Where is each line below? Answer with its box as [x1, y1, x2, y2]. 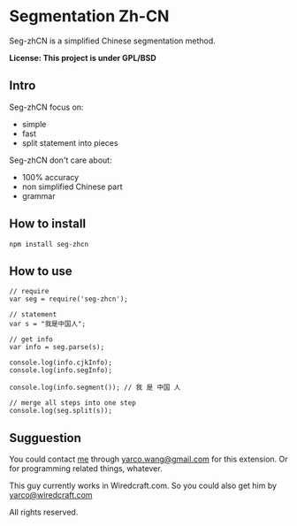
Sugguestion [9, 431, 82, 446]
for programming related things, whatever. [9, 463, 163, 474]
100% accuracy [21, 172, 80, 182]
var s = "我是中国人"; [9, 320, 87, 329]
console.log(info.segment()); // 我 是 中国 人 [9, 383, 181, 393]
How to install [9, 217, 87, 232]
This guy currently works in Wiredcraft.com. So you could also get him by [9, 480, 277, 492]
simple [21, 118, 47, 129]
